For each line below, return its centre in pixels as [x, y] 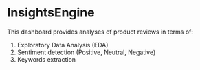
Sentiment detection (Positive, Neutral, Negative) [86, 52]
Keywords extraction [46, 59]
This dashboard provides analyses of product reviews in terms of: [100, 32]
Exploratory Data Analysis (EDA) [63, 45]
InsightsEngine [51, 13]
